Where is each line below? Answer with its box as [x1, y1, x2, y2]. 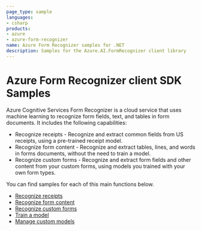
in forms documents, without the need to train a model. [14, 149, 151, 157]
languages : [6, 14, 34, 20]
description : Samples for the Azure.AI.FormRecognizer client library [6, 48, 187, 54]
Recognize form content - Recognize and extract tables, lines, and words [14, 143, 196, 151]
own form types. [14, 169, 56, 176]
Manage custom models [14, 217, 75, 225]
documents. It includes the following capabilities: [6, 119, 127, 126]
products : [6, 25, 31, 32]
